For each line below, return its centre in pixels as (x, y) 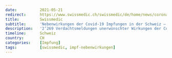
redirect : (16, 15)
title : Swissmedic (34, 19)
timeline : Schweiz (31, 33)
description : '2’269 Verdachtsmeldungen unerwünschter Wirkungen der (83, 29)
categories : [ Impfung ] (33, 43)
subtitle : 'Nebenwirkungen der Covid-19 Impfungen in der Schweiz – (86, 24)
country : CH (25, 38)
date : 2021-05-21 (34, 10)
